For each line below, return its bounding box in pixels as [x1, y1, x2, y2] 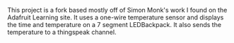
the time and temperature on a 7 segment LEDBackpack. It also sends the [7, 21, 221, 28]
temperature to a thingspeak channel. [7, 28, 117, 36]
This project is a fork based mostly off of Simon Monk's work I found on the [7, 6, 228, 14]
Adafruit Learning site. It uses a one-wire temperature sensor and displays [7, 13, 224, 21]
